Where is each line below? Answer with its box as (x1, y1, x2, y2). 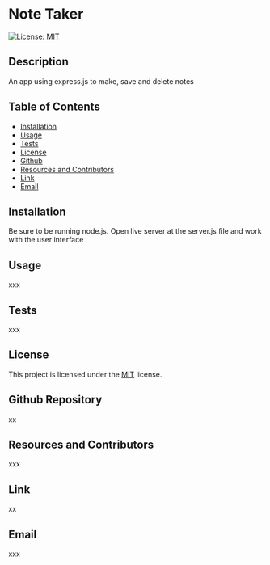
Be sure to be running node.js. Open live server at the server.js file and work (8, 226, 262, 236)
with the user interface (8, 235, 84, 245)
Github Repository (8, 393, 103, 407)
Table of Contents (8, 100, 101, 114)
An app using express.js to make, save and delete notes (8, 76, 194, 86)
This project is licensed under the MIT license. (8, 369, 162, 379)
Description (8, 55, 69, 69)
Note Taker (8, 5, 84, 23)
